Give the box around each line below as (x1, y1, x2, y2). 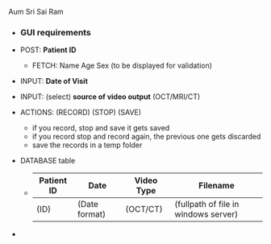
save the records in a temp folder (31, 140, 143, 150)
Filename (198, 180, 236, 192)
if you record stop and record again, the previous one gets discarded (31, 132, 261, 142)
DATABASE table (19, 156, 76, 166)
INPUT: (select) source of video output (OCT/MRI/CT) (19, 92, 201, 101)
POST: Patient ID (19, 45, 77, 55)
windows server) (174, 209, 239, 220)
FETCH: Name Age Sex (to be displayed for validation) (31, 60, 212, 71)
